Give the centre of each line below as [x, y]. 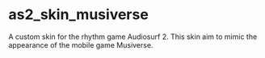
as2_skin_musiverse [79, 15]
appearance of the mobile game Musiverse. [81, 44]
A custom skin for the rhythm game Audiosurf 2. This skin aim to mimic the [133, 37]
